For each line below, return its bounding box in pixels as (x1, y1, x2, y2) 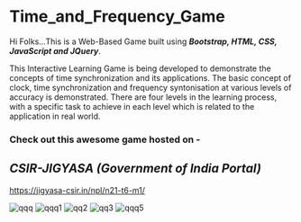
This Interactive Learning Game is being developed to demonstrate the (9, 63, 272, 74)
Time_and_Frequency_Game (9, 6, 225, 27)
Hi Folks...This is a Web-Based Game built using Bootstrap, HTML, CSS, (9, 36, 278, 47)
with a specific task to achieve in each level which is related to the (9, 101, 255, 111)
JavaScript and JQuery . (9, 45, 102, 56)
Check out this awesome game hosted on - (9, 133, 201, 146)
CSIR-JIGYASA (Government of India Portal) (9, 161, 261, 176)
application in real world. (9, 111, 101, 121)
